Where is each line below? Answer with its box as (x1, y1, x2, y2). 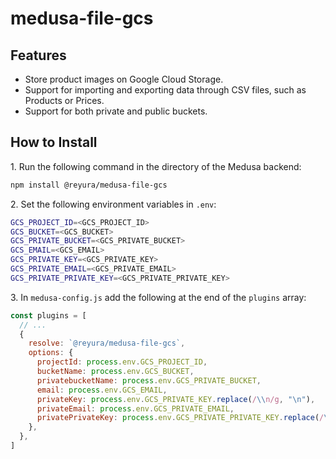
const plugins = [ (10, 310, 87, 321)
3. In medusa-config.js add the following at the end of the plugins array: (10, 291, 307, 303)
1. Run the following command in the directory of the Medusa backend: (10, 160, 302, 172)
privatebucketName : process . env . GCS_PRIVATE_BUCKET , (36, 375, 262, 386)
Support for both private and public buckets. (24, 105, 208, 117)
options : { (28, 348, 74, 358)
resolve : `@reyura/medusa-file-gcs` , (28, 338, 186, 349)
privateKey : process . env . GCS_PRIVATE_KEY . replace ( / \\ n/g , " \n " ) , (36, 394, 316, 404)
